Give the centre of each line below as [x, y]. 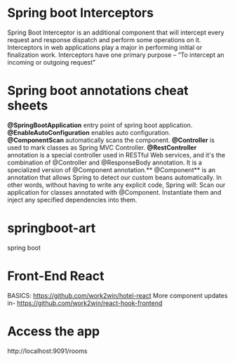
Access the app [54, 331]
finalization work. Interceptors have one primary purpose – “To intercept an [116, 55]
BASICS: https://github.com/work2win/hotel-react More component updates [117, 295]
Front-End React [56, 276]
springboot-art [52, 228]
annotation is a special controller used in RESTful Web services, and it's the [116, 155]
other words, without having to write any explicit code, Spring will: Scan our [116, 185]
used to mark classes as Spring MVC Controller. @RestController [102, 147]
